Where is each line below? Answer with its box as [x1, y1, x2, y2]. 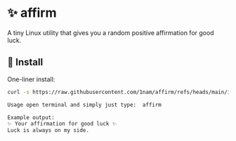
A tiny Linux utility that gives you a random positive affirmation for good [7, 28, 214, 36]
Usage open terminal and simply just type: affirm [7, 101, 162, 108]
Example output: [7, 114, 55, 121]
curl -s [7, 88, 30, 95]
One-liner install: [7, 75, 55, 83]
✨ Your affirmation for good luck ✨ [7, 121, 117, 128]
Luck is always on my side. [7, 127, 90, 134]
